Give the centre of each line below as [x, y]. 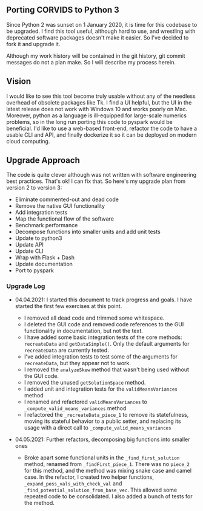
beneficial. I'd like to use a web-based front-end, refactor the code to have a [102, 128]
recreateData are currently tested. [66, 350]
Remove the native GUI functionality [60, 206]
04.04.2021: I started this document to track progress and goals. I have [104, 300]
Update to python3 [38, 238]
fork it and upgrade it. [33, 44]
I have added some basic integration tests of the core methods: [103, 337]
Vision [19, 81]
